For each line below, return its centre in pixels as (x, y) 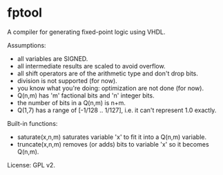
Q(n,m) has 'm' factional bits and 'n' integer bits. (86, 95)
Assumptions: (27, 45)
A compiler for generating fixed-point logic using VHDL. (86, 32)
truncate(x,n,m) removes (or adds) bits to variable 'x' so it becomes (113, 144)
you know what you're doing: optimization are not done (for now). (110, 88)
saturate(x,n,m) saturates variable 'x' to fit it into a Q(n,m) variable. (112, 137)
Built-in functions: (32, 123)
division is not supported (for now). (67, 80)
